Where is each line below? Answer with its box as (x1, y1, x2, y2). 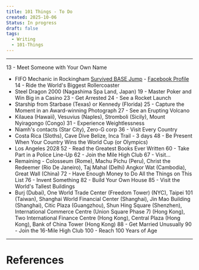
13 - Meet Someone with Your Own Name (6, 64, 107, 71)
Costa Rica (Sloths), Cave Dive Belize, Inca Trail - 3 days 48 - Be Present (14, 132, 192, 139)
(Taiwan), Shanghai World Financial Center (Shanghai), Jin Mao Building (14, 195, 191, 202)
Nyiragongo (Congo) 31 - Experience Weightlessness (14, 120, 145, 127)
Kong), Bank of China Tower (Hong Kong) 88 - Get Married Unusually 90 (14, 221, 192, 228)
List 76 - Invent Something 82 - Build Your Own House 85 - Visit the (14, 176, 181, 183)
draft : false (6, 25, 38, 32)
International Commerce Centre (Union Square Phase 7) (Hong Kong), (14, 208, 185, 215)
